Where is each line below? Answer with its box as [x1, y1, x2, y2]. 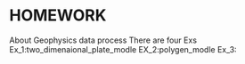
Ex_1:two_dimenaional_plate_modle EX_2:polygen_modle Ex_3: [9, 44, 238, 54]
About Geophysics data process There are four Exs [9, 35, 198, 45]
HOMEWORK [9, 5, 107, 26]
